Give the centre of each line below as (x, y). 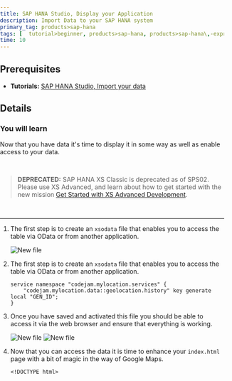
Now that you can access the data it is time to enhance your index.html (115, 351)
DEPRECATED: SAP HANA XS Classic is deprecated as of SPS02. (113, 179)
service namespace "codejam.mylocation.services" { (89, 284)
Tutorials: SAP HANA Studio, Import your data (78, 86)
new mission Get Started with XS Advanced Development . (102, 194)
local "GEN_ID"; (35, 296)
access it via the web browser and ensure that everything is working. (111, 323)
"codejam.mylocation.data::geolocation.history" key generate (117, 290)
